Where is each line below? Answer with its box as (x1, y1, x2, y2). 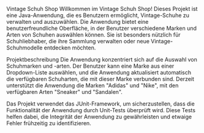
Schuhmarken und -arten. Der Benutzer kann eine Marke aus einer (6, 62, 175, 70)
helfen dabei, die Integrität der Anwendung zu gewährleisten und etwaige (6, 113, 192, 120)
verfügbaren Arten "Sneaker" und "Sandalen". (6, 88, 123, 95)
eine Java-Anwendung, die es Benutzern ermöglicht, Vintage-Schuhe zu (6, 12, 190, 19)
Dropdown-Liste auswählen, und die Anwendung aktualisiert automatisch (6, 69, 192, 76)
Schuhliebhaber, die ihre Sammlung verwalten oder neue (6, 38, 150, 45)
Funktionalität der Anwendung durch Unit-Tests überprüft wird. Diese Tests (6, 107, 196, 113)
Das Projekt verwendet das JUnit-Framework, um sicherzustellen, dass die (6, 100, 195, 107)
